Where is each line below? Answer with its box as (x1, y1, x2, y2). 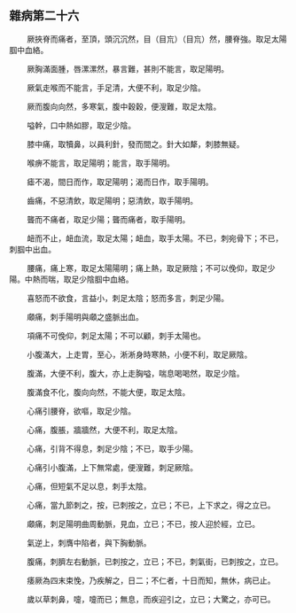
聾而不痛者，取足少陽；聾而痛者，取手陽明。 (26, 213, 191, 224)
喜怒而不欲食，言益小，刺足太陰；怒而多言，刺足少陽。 (26, 292, 229, 303)
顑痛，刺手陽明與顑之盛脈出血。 (26, 311, 144, 322)
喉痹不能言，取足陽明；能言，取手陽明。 (26, 158, 175, 168)
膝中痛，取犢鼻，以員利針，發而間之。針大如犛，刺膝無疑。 (26, 138, 245, 149)
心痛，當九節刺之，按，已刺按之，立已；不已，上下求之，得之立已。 (26, 500, 276, 510)
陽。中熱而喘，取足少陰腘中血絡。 (9, 274, 134, 284)
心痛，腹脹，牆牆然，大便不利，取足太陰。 (26, 424, 183, 435)
